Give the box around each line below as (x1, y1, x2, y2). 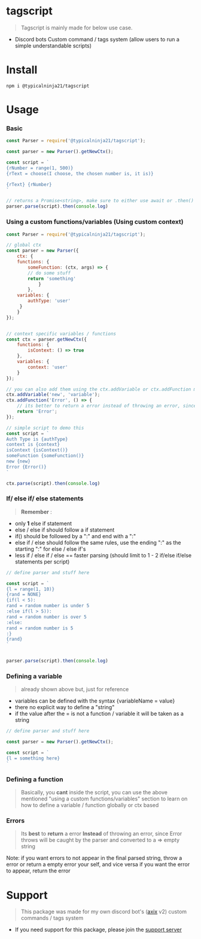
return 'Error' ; (17, 409, 58, 415)
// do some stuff (28, 270, 71, 276)
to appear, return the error (6, 867, 71, 874)
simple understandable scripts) (14, 42, 92, 49)
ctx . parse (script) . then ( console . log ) (6, 480, 100, 487)
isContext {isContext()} (6, 447, 68, 454)
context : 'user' (28, 364, 68, 370)
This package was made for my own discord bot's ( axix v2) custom (20, 908, 187, 916)
